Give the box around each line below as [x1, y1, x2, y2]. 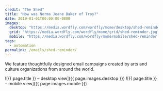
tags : [5, 39, 16, 44]
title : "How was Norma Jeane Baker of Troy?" [5, 12, 98, 16]
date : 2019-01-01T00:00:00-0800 [5, 16, 70, 21]
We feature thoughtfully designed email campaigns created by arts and [5, 61, 147, 67]
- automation [9, 43, 36, 48]
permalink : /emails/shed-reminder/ [5, 47, 77, 52]
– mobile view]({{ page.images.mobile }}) [5, 80, 87, 86]
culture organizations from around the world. [5, 66, 95, 72]
